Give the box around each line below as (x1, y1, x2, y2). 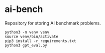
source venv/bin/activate (4, 34, 58, 39)
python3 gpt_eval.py (4, 42, 48, 48)
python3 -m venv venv (4, 29, 50, 34)
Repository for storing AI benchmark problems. (4, 20, 101, 26)
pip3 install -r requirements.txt (4, 38, 77, 43)
